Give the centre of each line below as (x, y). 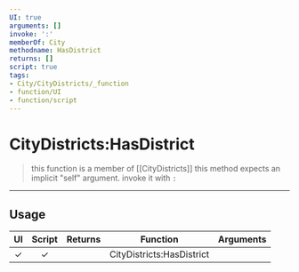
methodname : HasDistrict (55, 51)
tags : (19, 76)
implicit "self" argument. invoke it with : (104, 178)
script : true (33, 68)
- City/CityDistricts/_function (69, 84)
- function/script (43, 100)
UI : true (25, 17)
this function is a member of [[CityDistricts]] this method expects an (156, 169)
